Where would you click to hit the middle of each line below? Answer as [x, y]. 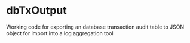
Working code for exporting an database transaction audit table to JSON [95, 27]
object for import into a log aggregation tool [60, 33]
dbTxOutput [36, 10]
